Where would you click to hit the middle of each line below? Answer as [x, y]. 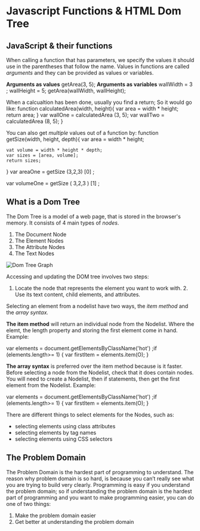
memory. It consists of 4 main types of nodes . [63, 223]
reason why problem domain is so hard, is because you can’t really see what [100, 478]
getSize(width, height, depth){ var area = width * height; [75, 139]
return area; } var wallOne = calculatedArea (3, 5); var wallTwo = [85, 115]
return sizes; [24, 161]
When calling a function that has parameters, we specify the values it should [100, 60]
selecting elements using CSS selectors [64, 439]
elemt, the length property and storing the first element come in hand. [92, 330]
